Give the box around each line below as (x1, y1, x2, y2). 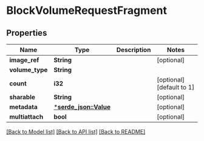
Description (116, 46, 151, 54)
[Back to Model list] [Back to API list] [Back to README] (6, 128, 146, 135)
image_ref (9, 56, 39, 64)
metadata (9, 103, 38, 111)
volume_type (9, 66, 48, 74)
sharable (9, 93, 35, 101)
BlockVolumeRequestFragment (6, 4, 167, 18)
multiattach (9, 113, 44, 121)
